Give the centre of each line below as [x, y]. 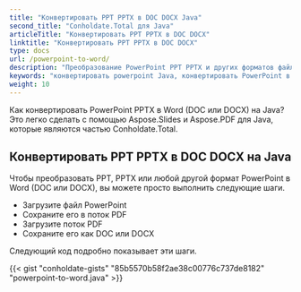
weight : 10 [30, 84]
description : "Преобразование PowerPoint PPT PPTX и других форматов [142, 68]
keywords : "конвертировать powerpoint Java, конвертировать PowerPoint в [150, 76]
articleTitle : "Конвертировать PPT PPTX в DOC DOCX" [110, 34]
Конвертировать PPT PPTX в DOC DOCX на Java [150, 157]
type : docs [30, 51]
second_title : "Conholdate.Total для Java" [92, 26]
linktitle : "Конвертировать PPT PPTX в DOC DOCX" [104, 43]
